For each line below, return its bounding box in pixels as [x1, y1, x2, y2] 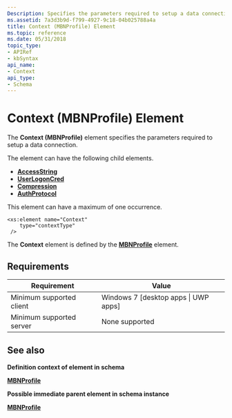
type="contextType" [19, 222, 76, 229]
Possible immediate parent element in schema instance [7, 390, 170, 398]
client [10, 301, 29, 311]
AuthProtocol [17, 189, 57, 198]
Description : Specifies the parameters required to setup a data [7, 10, 199, 17]
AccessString [17, 167, 57, 176]
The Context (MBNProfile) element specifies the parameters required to [7, 133, 213, 142]
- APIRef [7, 49, 32, 56]
